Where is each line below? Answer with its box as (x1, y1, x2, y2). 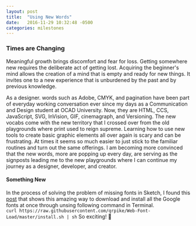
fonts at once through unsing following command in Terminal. (6, 201, 154, 208)
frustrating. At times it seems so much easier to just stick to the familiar (6, 137, 178, 144)
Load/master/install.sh (6, 214, 65, 220)
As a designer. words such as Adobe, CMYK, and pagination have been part (6, 94, 190, 101)
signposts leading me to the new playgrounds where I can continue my (6, 156, 177, 163)
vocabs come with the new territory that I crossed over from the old (6, 119, 170, 126)
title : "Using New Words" (6, 14, 72, 20)
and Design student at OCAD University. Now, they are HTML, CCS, (6, 106, 169, 113)
